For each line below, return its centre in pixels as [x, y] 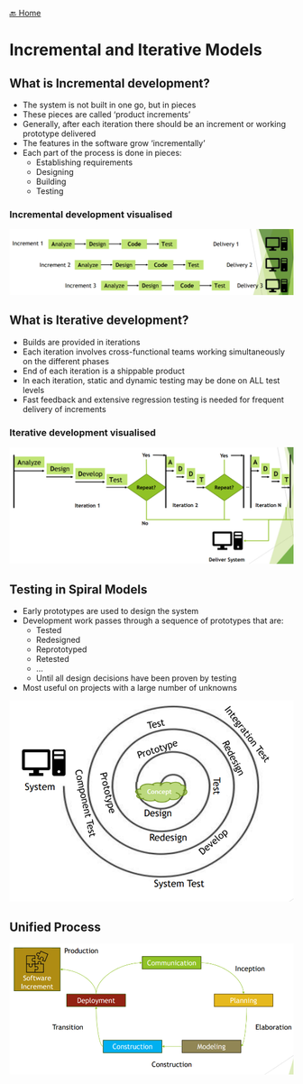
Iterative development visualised [83, 432]
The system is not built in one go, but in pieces [109, 105]
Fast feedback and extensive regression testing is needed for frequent [153, 400]
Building [51, 181]
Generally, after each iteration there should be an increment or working [154, 124]
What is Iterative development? [99, 321]
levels [33, 390]
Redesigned [58, 640]
